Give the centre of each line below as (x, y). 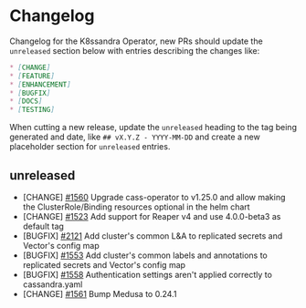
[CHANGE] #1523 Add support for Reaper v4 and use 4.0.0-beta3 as (152, 216)
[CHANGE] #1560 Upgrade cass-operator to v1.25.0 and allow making (154, 197)
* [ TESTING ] (32, 110)
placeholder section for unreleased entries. (90, 147)
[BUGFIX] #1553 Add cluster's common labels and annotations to (145, 255)
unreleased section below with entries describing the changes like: (135, 50)
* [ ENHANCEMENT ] (40, 84)
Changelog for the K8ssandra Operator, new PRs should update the (136, 41)
